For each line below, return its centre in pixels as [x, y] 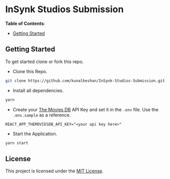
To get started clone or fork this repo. [45, 62]
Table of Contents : [25, 23]
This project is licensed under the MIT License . [54, 171]
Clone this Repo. [30, 71]
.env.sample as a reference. [42, 115]
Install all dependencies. [38, 91]
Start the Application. [35, 134]
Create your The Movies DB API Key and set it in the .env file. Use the [86, 109]
